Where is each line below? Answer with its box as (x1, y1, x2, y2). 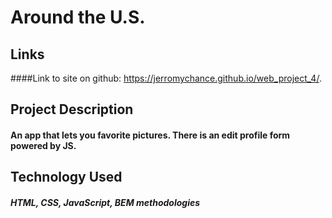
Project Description (10, 101, 134, 118)
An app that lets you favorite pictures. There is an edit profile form (10, 129, 291, 141)
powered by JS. (10, 139, 77, 151)
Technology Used (10, 169, 123, 186)
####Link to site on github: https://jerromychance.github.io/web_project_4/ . (10, 72, 322, 84)
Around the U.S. (10, 6, 146, 29)
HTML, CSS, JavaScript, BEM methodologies (10, 196, 201, 208)
